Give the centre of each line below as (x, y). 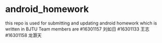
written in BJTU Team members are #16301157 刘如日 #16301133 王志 (77, 29)
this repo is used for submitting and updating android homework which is (81, 23)
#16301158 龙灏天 (23, 35)
